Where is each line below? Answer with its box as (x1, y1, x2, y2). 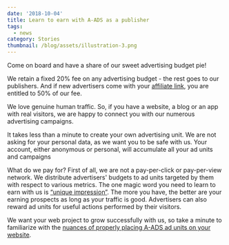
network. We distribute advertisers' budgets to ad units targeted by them (7, 173, 214, 182)
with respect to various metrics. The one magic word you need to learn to (7, 181, 216, 188)
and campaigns (7, 153, 52, 161)
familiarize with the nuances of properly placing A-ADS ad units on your (7, 224, 211, 231)
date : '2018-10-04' (7, 10, 63, 17)
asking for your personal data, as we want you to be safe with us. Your (7, 138, 208, 146)
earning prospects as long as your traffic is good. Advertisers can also (7, 195, 207, 204)
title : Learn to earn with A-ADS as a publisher (7, 17, 150, 23)
